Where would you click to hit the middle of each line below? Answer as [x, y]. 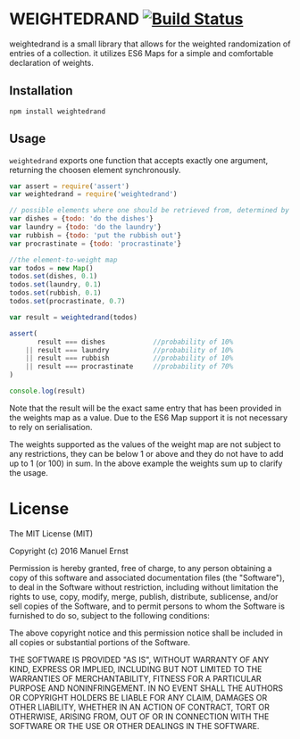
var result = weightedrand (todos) [74, 317]
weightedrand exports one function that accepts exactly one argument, [139, 160]
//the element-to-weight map [63, 260]
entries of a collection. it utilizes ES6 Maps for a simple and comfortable [142, 53]
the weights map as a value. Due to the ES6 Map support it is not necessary [149, 417]
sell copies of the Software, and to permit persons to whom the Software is [147, 606]
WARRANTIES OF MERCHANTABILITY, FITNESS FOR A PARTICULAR [135, 678]
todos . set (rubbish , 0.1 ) [55, 293]
